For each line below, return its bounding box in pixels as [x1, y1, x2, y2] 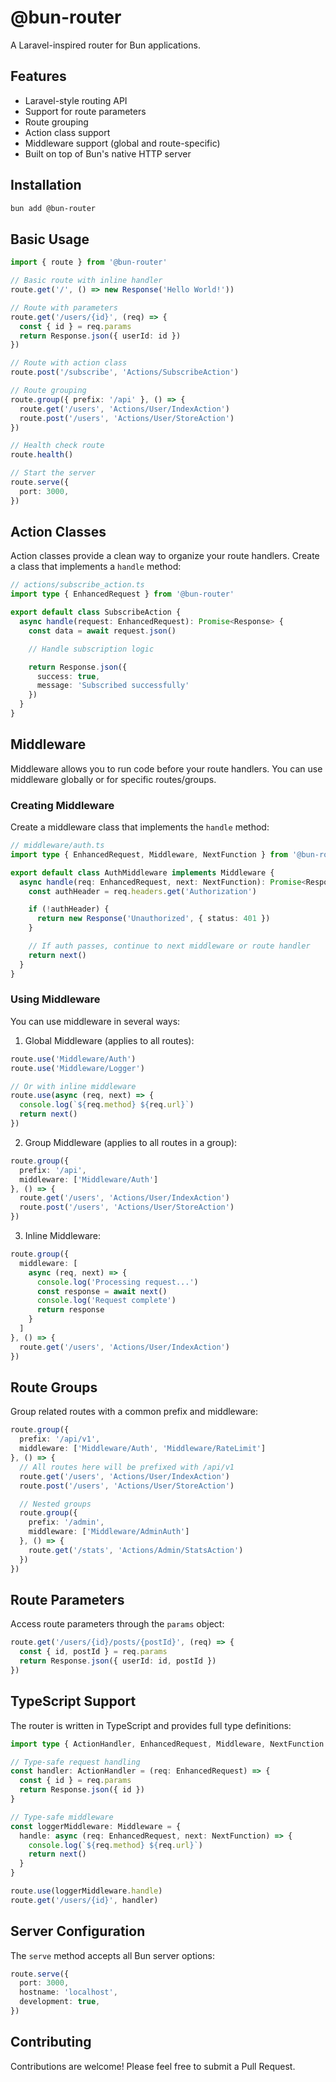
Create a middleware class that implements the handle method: [10, 821, 270, 833]
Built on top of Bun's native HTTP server [24, 147, 192, 160]
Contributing [10, 2034, 92, 2051]
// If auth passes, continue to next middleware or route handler [28, 941, 311, 951]
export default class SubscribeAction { [10, 607, 182, 618]
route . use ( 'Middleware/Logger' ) [10, 1063, 145, 1073]
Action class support [24, 126, 111, 138]
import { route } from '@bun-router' [10, 257, 168, 268]
